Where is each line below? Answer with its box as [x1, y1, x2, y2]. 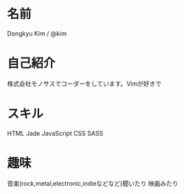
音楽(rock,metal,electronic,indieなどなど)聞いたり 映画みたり [7, 179, 179, 187]
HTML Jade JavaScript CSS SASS [7, 129, 104, 137]
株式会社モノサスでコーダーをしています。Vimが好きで [7, 80, 162, 88]
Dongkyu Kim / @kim [7, 29, 67, 38]
